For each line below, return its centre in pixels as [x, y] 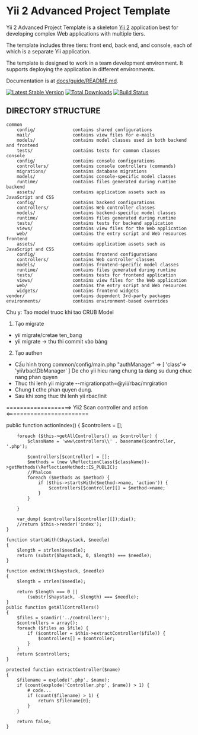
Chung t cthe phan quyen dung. [54, 389]
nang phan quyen [36, 377]
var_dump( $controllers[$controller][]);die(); [76, 519]
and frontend [22, 145]
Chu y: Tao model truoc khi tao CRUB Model [60, 312]
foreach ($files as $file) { [53, 628]
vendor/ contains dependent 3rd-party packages [88, 296]
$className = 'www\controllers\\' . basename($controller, [102, 441]
